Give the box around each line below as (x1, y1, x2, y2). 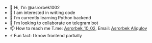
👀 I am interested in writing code (9, 10, 76, 15)
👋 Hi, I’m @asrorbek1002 (9, 5, 60, 10)
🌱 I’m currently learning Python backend (9, 15, 92, 20)
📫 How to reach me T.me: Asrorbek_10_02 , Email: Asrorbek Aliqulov (9, 26, 147, 31)
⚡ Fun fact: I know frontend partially (9, 33, 82, 38)
